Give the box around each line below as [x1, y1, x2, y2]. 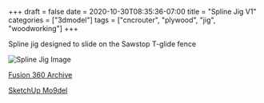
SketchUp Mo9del [8, 85, 68, 95]
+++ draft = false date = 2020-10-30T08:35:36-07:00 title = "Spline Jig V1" [8, 7, 257, 16]
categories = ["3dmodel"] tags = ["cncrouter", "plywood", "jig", [8, 15, 216, 25]
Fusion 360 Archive [8, 70, 73, 79]
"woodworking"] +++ [8, 24, 78, 33]
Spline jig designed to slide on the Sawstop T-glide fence [8, 39, 197, 49]
